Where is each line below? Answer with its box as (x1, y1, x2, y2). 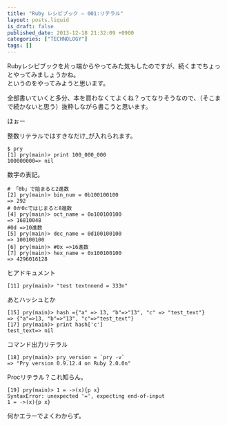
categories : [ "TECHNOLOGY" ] (7, 36, 88, 43)
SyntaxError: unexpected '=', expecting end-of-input (7, 393, 166, 400)
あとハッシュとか (7, 296, 56, 303)
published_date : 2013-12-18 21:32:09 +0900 (7, 29, 135, 37)
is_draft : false (7, 23, 54, 30)
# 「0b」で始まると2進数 (7, 185, 69, 192)
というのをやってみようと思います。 (7, 79, 109, 87)
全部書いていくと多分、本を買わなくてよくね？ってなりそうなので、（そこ (7, 94, 215, 102)
